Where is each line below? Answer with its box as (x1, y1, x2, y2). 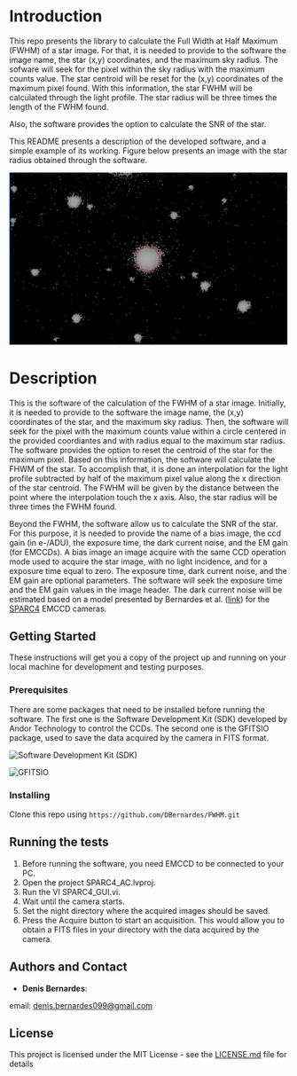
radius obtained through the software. (9, 154, 148, 165)
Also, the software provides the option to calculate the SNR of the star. (9, 118, 267, 130)
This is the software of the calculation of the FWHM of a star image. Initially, (9, 397, 286, 408)
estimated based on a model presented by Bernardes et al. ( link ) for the (9, 593, 270, 604)
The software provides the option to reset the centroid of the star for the (9, 444, 273, 455)
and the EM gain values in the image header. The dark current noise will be (9, 584, 283, 595)
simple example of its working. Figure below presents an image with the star (9, 145, 288, 156)
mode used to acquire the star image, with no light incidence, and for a (9, 556, 268, 567)
